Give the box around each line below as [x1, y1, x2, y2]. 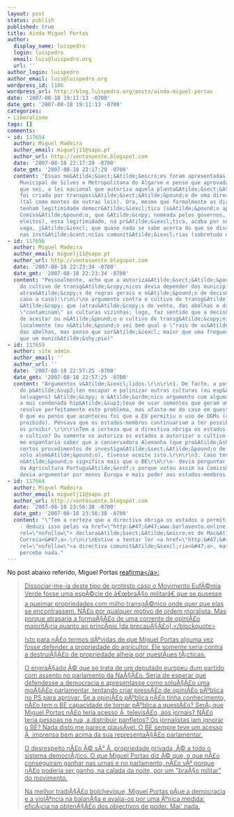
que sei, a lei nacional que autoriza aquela [19, 186, 155, 193]
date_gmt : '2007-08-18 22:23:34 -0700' [13, 270, 130, 277]
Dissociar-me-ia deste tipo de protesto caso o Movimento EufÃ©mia [24, 582, 221, 590]
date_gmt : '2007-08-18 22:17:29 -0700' [13, 165, 130, 173]
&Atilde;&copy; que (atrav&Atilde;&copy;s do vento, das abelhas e [19, 302, 219, 309]
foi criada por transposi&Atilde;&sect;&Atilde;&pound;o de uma [19, 192, 210, 199]
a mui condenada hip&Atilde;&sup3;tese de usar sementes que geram [19, 399, 219, 407]
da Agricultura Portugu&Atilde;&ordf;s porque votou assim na [19, 465, 204, 472]
